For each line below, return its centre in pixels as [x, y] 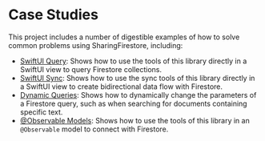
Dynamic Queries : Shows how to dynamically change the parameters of [138, 95]
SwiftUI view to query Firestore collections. [91, 69]
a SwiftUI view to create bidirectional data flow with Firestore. [121, 87]
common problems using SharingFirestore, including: [96, 45]
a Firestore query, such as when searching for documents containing [133, 103]
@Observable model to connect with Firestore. [94, 129]
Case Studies [53, 15]
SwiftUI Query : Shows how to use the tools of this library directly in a [133, 61]
